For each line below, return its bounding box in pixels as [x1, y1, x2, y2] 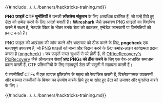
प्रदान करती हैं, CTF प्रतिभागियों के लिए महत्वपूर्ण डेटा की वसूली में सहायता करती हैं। [5, 62, 133, 67]
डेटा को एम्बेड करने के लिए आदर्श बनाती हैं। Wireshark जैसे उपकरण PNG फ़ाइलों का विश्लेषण [5, 19, 155, 25]
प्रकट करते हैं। [5, 30, 28, 36]
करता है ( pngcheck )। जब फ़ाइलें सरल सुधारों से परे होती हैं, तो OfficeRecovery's [5, 51, 142, 57]
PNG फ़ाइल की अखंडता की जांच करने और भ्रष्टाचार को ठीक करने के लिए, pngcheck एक [5, 40, 148, 45]
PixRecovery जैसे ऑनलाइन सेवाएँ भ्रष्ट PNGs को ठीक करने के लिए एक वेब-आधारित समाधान [5, 56, 154, 62]
